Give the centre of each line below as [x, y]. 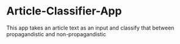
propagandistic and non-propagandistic [56, 34]
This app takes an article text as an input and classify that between [90, 28]
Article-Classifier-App [64, 11]
